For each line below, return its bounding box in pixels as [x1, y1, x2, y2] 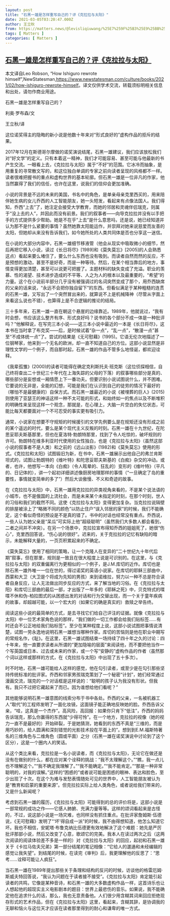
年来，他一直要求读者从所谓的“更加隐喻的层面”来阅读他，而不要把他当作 [9, 641, 160, 648]
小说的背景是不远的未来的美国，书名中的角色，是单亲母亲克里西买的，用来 [5, 191, 160, 197]
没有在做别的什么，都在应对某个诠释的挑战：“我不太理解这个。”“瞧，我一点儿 [5, 756, 164, 763]
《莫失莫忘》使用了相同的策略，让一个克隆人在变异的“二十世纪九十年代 [5, 548, 154, 554]
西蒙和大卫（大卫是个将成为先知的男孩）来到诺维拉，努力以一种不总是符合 [5, 574, 160, 580]
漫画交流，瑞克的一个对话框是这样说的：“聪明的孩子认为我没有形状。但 [5, 678, 154, 684]
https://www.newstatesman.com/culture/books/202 [56, 76, 164, 82]
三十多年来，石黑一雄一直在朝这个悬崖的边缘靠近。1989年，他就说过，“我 [5, 308, 159, 314]
